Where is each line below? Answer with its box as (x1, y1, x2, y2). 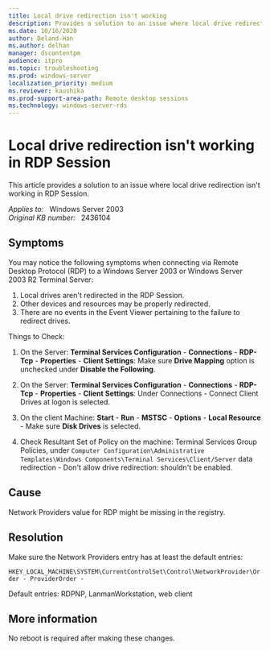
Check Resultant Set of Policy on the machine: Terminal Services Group (19, 437, 257, 446)
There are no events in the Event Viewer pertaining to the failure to (19, 307, 240, 317)
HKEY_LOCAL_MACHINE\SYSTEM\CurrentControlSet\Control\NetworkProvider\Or (8, 567, 261, 576)
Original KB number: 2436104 (8, 213, 111, 222)
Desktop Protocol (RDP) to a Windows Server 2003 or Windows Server (8, 266, 243, 276)
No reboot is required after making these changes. (8, 633, 175, 643)
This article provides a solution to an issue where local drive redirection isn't (8, 180, 261, 190)
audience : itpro (8, 57, 63, 65)
